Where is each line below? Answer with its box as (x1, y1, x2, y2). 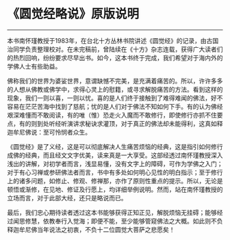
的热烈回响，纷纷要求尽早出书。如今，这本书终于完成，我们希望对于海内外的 (7, 53, 223, 62)
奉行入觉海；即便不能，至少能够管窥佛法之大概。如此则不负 (54, 217, 223, 225)
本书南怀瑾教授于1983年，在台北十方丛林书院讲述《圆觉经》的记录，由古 (7, 36, 213, 44)
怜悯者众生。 (54, 128, 91, 136)
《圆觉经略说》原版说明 (7, 6, 140, 22)
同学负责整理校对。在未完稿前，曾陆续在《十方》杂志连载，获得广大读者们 (12, 45, 223, 53)
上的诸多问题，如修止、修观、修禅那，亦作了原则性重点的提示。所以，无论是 (7, 176, 223, 185)
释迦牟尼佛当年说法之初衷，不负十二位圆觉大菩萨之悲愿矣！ (7, 225, 175, 233)
